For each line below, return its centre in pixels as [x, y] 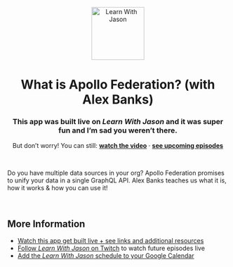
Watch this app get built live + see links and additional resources [111, 241]
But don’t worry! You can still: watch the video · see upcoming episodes [118, 146]
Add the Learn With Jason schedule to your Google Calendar [106, 256]
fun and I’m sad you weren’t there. [118, 130]
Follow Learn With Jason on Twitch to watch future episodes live [111, 248]
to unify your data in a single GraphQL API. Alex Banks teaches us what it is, [117, 180]
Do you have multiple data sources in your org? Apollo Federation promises [116, 173]
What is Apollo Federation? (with [118, 85]
